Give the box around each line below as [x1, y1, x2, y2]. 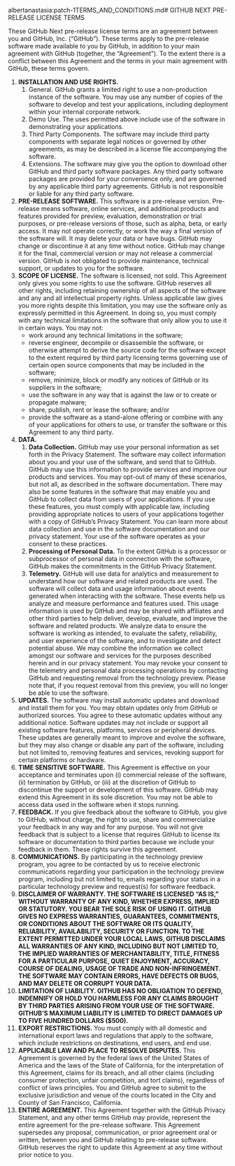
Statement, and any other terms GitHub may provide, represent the [17, 1113, 211, 1121]
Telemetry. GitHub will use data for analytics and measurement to [28, 569, 219, 578]
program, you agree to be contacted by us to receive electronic [17, 860, 201, 868]
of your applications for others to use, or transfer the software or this [28, 421, 227, 428]
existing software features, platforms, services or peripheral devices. [17, 726, 217, 734]
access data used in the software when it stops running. [17, 801, 180, 808]
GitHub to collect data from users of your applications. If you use [28, 495, 215, 503]
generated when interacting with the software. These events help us [28, 592, 226, 600]
